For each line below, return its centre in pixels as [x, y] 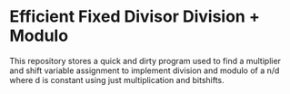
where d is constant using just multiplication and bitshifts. [117, 80]
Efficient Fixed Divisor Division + [135, 17]
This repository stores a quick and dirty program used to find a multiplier [145, 61]
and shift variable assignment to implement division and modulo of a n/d [145, 70]
